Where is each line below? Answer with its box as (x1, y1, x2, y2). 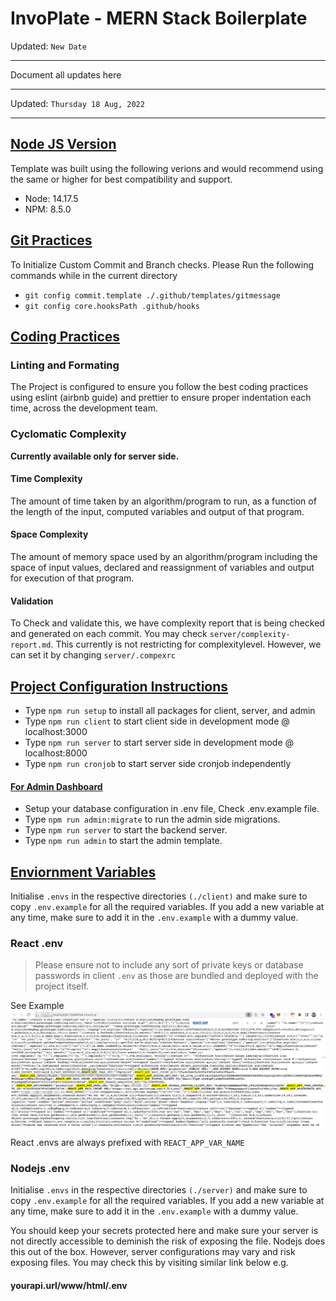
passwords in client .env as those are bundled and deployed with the (34, 970, 319, 982)
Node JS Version (10, 136, 117, 153)
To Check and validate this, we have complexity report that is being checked (10, 617, 325, 629)
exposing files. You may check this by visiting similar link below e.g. (10, 1257, 289, 1269)
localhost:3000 (24, 725, 88, 737)
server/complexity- (209, 630, 291, 640)
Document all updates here (10, 68, 122, 81)
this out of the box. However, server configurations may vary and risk (10, 1246, 296, 1258)
